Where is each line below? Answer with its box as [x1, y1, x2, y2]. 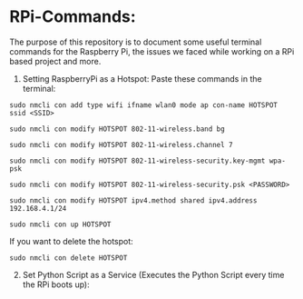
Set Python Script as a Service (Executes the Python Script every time [22, 269, 285, 280]
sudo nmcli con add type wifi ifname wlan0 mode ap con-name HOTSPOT [9, 100, 279, 110]
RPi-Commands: [9, 6, 136, 27]
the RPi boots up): [22, 279, 90, 290]
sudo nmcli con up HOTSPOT [9, 220, 112, 229]
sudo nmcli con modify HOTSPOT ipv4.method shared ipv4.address [9, 195, 258, 205]
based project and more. [9, 55, 102, 66]
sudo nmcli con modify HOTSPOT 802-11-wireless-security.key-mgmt [9, 156, 266, 165]
